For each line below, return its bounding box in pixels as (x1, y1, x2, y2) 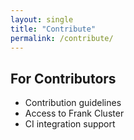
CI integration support (24, 118, 116, 130)
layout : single (10, 14, 74, 25)
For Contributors (10, 70, 117, 87)
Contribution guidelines (24, 97, 122, 109)
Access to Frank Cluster (24, 107, 125, 120)
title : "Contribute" (10, 24, 97, 34)
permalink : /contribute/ (10, 33, 114, 43)
